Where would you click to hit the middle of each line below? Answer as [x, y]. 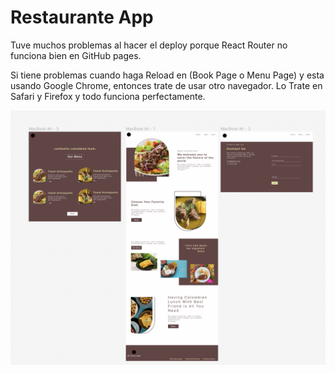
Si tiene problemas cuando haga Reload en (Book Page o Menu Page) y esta [167, 75]
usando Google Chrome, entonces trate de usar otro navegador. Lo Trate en [166, 85]
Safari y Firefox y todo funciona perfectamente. [108, 96]
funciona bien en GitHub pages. [76, 55]
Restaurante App [82, 17]
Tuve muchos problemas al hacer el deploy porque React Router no [149, 45]
